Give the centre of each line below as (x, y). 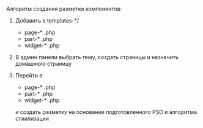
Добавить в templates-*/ (47, 20)
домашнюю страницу (43, 64)
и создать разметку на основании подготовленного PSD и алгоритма (106, 112)
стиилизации (32, 119)
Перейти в (29, 75)
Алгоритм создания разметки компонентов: (64, 9)
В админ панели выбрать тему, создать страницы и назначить (97, 57)
